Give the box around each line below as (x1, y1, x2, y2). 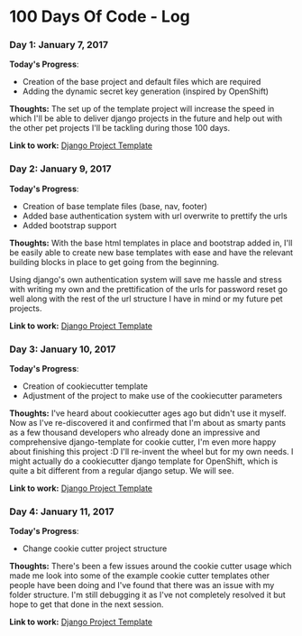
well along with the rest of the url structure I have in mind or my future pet (9, 293, 283, 304)
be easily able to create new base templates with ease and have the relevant (9, 246, 294, 258)
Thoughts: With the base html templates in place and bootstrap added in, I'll (9, 237, 293, 248)
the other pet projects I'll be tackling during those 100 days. (9, 123, 231, 134)
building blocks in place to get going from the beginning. (9, 256, 219, 267)
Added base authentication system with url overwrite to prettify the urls (22, 210, 288, 221)
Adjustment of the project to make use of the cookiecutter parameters (22, 391, 283, 401)
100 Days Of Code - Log (9, 6, 191, 27)
